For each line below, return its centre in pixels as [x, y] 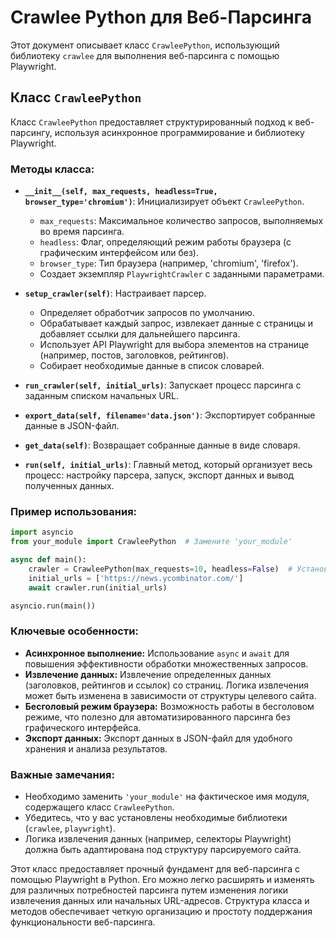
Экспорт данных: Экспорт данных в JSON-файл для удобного [158, 738]
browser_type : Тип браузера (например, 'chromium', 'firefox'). [169, 263]
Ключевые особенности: [74, 631]
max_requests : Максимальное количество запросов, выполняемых [181, 221]
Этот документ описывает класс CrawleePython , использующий [145, 45]
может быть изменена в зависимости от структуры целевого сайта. [170, 695]
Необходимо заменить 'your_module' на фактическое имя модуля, [167, 797]
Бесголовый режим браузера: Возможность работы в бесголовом [169, 706]
